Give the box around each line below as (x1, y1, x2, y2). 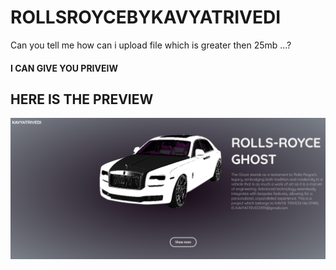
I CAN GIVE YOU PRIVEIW (10, 62, 118, 74)
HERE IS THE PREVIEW (10, 91, 154, 108)
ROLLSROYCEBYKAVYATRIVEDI (10, 6, 282, 29)
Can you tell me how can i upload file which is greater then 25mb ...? (10, 39, 292, 51)
